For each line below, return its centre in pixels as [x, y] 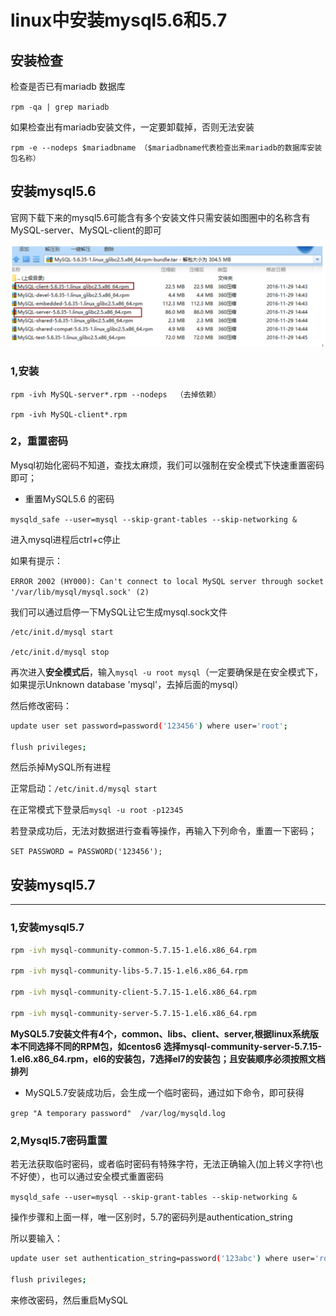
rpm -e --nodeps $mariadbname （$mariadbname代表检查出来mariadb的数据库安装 [166, 148]
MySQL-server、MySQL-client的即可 [86, 230]
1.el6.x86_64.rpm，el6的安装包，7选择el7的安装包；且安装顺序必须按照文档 [168, 1058]
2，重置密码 [39, 441]
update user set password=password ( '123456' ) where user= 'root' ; [149, 726]
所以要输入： [36, 1238]
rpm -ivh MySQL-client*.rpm [69, 414]
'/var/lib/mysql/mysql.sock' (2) [80, 592]
